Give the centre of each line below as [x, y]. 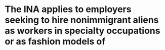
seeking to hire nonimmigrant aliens [82, 20]
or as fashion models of [55, 42]
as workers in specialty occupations [82, 31]
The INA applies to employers [68, 9]
